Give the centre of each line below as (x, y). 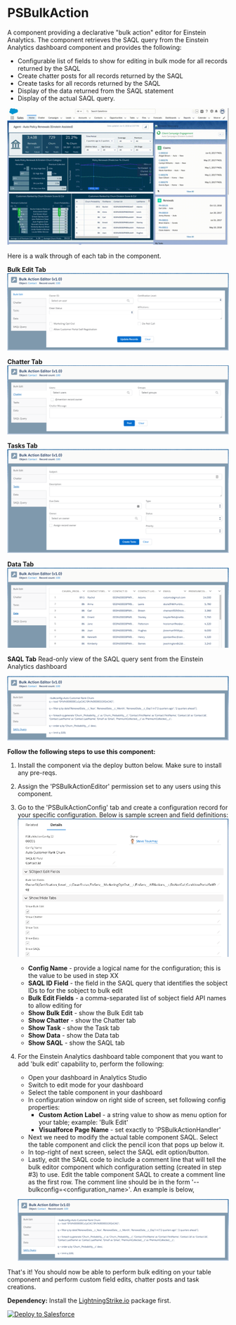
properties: (44, 1107)
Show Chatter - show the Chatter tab (82, 1021)
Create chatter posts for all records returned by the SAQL (100, 76)
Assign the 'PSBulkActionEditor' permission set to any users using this (119, 786)
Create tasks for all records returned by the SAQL (89, 83)
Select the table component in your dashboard (95, 1092)
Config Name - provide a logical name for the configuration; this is (124, 968)
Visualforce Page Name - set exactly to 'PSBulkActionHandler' (130, 1130)
